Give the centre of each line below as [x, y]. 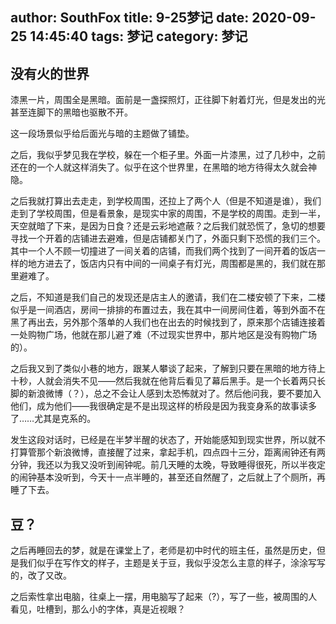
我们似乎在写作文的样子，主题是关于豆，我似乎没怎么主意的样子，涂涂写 [167, 563]
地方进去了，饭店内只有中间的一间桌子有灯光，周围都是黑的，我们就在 [172, 264]
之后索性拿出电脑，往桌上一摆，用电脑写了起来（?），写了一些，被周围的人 [164, 597]
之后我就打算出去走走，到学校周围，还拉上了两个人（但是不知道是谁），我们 [166, 201]
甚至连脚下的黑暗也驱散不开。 [71, 112]
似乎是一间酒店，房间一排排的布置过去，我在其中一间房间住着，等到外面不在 [168, 310]
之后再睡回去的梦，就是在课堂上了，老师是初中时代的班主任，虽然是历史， [163, 550]
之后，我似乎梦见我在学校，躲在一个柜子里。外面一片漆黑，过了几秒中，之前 [168, 155]
